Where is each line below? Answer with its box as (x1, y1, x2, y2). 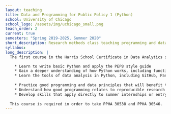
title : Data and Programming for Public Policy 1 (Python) (5, 12, 133, 17)
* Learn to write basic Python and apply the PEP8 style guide (14, 64, 152, 69)
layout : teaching (5, 7, 42, 13)
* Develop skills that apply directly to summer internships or (14, 92, 154, 97)
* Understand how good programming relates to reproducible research (14, 87, 165, 92)
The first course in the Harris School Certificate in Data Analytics (10, 54, 163, 60)
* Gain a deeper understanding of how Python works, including (14, 68, 152, 73)
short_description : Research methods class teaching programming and (5, 41, 156, 46)
